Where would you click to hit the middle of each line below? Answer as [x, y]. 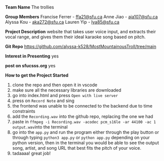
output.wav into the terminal [40, 127]
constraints [24, 111]
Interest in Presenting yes [32, 56]
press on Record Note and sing [43, 101]
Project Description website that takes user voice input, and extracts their [81, 31]
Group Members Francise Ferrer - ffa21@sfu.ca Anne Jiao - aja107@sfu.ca [82, 17]
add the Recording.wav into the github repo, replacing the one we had [82, 116]
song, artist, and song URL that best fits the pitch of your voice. [77, 148]
